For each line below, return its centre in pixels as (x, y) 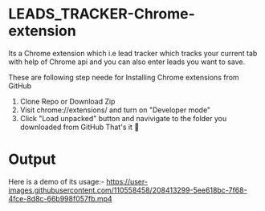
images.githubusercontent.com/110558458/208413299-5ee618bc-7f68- (128, 190)
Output (32, 159)
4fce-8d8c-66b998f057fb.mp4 (60, 198)
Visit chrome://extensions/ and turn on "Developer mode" (115, 110)
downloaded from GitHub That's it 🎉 (79, 127)
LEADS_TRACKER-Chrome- (102, 14)
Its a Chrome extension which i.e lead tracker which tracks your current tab (133, 53)
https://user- (127, 181)
